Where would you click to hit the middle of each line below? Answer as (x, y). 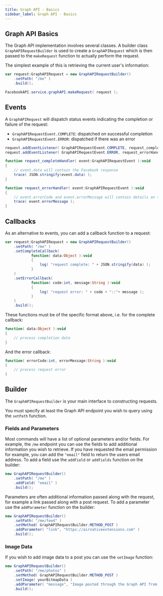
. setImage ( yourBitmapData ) (43, 580)
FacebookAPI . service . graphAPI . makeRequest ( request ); (62, 92)
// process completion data (42, 338)
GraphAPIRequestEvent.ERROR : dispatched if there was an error (73, 139)
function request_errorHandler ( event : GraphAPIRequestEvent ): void (75, 188)
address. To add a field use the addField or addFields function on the (74, 460)
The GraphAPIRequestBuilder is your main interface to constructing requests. (81, 401)
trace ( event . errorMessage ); (44, 202)
